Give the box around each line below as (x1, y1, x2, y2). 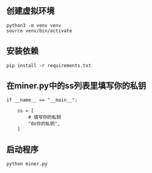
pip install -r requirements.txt (6, 62, 92, 68)
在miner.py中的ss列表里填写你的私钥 (6, 81, 147, 91)
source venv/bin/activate (6, 28, 72, 34)
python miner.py (6, 161, 48, 167)
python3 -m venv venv (6, 22, 62, 29)
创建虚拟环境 (6, 6, 55, 17)
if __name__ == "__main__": (6, 97, 78, 103)
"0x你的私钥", (28, 121, 60, 127)
